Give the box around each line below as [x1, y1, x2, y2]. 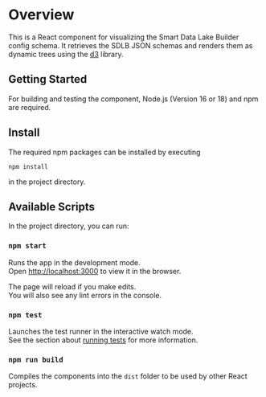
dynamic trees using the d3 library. [8, 49, 124, 59]
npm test [8, 310, 43, 319]
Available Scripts [8, 199, 95, 214]
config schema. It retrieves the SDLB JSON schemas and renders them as [8, 40, 253, 50]
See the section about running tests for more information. [8, 335, 198, 345]
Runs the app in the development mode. [8, 257, 141, 267]
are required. [8, 102, 51, 112]
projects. [8, 380, 38, 390]
